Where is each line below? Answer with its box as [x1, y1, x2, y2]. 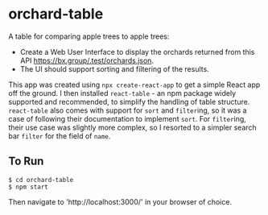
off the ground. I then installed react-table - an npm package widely [8, 88, 237, 97]
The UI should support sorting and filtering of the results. [19, 64, 209, 73]
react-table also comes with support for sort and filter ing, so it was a [8, 105, 247, 115]
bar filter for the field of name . [8, 130, 111, 141]
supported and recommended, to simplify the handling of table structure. [8, 97, 250, 106]
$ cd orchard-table [8, 176, 74, 184]
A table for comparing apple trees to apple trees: [8, 31, 170, 41]
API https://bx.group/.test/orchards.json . [19, 56, 155, 65]
